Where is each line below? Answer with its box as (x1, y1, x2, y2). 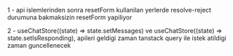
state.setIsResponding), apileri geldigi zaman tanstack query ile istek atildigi (7, 34, 227, 42)
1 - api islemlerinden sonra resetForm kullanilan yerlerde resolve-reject (7, 6, 212, 14)
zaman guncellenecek (7, 41, 72, 49)
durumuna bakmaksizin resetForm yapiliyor (7, 13, 132, 21)
